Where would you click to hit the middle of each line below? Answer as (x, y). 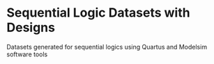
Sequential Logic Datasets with (98, 13)
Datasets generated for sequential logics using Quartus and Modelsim (107, 47)
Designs (31, 27)
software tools (27, 54)
